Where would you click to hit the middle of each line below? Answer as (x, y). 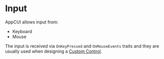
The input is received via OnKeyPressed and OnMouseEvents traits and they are (82, 46)
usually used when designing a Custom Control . (54, 51)
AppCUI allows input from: (32, 22)
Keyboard (22, 31)
